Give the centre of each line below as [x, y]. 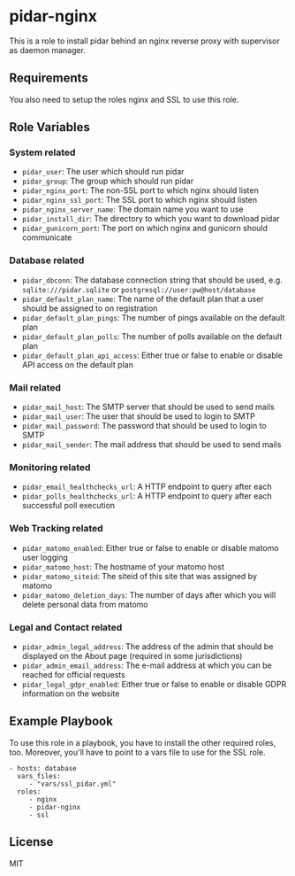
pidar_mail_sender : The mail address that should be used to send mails [151, 445]
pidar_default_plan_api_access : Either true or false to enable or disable [152, 355]
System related [42, 152]
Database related [47, 260]
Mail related [35, 387]
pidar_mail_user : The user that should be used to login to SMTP [139, 416]
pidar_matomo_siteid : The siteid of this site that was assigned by [140, 576]
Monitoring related [50, 467]
